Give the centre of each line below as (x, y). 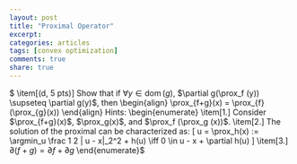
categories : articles (50, 43)
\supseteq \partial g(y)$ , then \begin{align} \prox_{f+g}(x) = (120, 102)
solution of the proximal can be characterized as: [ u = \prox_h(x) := (134, 131)
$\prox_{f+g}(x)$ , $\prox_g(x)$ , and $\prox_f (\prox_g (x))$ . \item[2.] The (145, 121)
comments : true (38, 59)
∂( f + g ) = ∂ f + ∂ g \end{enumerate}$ (77, 150)
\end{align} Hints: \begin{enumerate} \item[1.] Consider (164, 112)
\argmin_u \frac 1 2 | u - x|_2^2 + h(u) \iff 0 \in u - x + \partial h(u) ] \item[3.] (149, 141)
